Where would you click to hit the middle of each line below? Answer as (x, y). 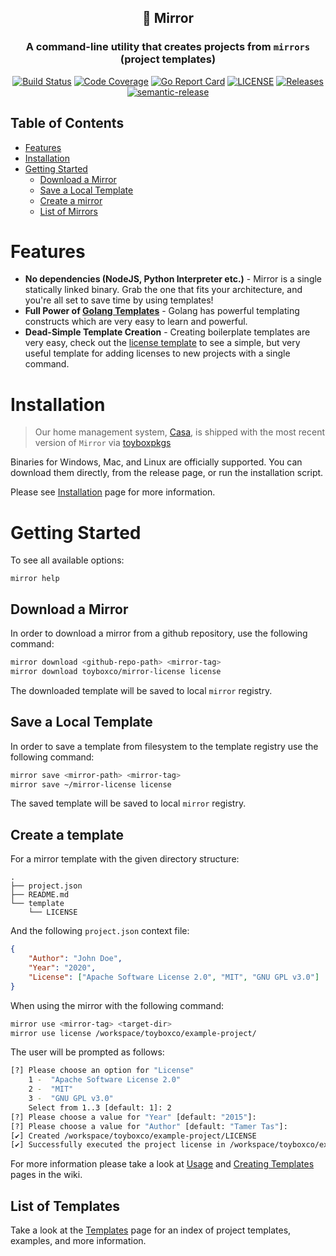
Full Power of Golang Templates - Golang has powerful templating (162, 311)
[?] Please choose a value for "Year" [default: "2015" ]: (133, 1117)
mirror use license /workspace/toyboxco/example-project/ (133, 1033)
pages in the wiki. (46, 1175)
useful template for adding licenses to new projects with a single (157, 353)
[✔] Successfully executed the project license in (118, 1145)
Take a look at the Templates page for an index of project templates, (151, 1230)
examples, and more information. (78, 1241)
